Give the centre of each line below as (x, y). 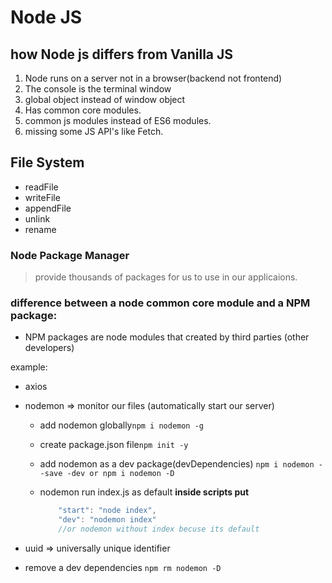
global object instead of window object (105, 99)
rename (40, 229)
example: (29, 367)
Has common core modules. (83, 110)
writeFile (42, 197)
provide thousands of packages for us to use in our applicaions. (166, 277)
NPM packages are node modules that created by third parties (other (167, 337)
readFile (41, 187)
